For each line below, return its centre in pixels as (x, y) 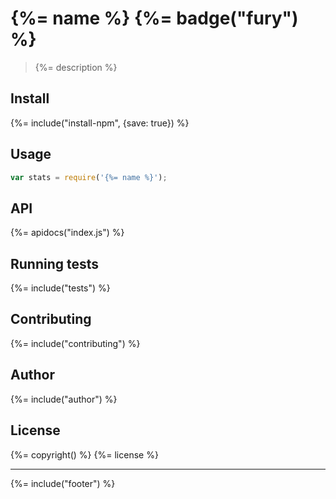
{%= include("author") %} (64, 399)
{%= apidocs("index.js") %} (67, 233)
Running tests (55, 263)
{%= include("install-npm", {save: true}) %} (100, 123)
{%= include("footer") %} (63, 483)
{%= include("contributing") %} (75, 343)
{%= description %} (76, 67)
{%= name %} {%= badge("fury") (154, 18)
